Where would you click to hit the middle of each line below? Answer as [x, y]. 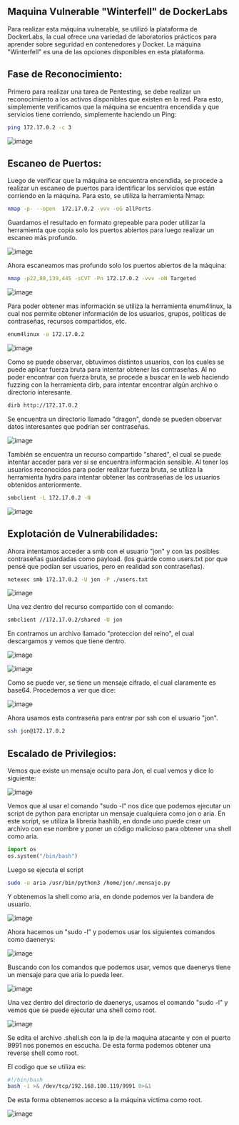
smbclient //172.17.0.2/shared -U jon [65, 620]
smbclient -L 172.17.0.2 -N [49, 497]
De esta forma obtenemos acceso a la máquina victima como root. [105, 1100]
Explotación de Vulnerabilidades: [83, 534]
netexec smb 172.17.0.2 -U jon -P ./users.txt [78, 579]
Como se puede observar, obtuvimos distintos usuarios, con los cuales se [116, 362]
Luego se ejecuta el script [46, 869]
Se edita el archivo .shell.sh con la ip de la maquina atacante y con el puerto [119, 1037]
